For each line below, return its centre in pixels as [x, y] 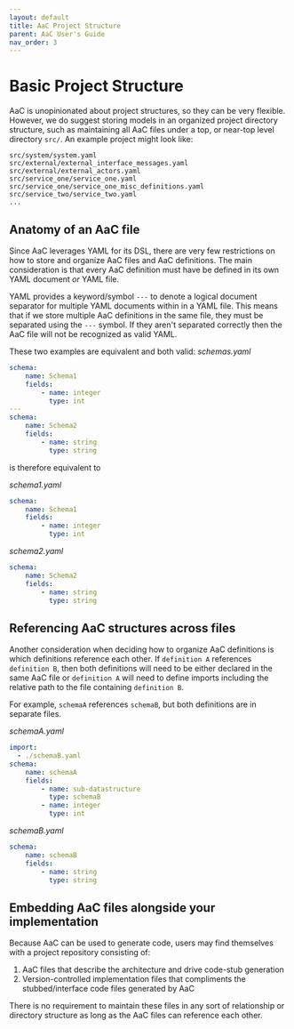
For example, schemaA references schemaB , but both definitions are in [133, 704]
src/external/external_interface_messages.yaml [99, 164]
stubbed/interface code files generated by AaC [108, 989]
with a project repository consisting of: [80, 953]
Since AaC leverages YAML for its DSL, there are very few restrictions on [142, 251]
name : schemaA [51, 772]
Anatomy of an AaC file [75, 229]
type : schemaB [75, 797]
